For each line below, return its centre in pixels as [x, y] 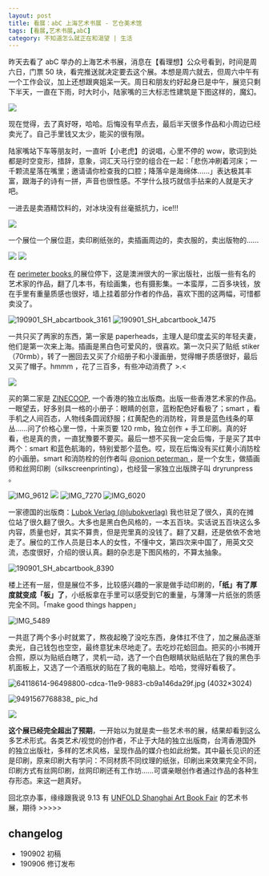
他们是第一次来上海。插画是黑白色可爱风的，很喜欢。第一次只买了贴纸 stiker [134, 346]
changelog [36, 833]
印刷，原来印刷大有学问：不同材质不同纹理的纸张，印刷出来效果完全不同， [138, 761]
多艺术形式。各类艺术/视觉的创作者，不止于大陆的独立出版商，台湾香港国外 [132, 741]
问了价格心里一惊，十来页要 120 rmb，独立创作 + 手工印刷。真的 [134, 429]
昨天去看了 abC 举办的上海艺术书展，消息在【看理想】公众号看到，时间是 [129, 62]
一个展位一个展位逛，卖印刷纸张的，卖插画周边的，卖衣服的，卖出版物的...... [134, 240]
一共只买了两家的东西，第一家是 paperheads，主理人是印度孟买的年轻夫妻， [134, 337]
